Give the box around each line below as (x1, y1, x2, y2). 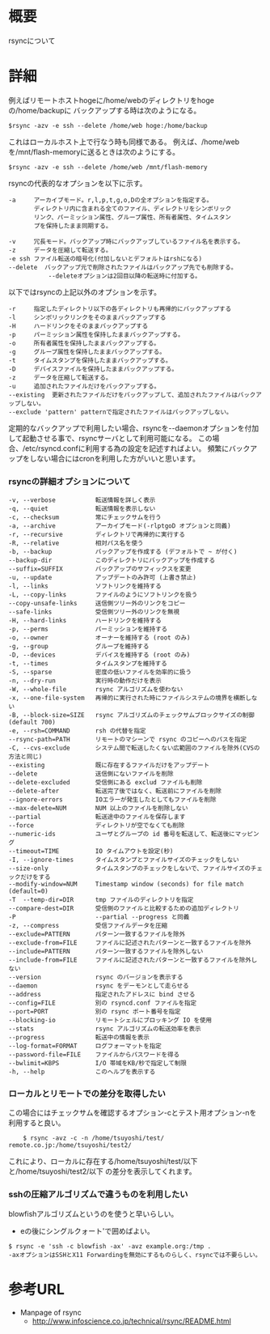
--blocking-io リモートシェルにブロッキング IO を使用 (8, 1017, 213, 1025)
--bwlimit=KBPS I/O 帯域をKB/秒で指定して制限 (8, 1060, 188, 1068)
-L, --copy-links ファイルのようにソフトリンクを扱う (8, 591, 198, 599)
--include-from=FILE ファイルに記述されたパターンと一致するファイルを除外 (8, 956, 252, 964)
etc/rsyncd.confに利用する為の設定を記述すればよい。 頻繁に (25, 443, 229, 453)
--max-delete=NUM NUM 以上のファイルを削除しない (8, 805, 188, 813)
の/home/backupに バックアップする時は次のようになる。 (8, 105, 201, 115)
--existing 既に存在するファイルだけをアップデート (8, 762, 210, 770)
